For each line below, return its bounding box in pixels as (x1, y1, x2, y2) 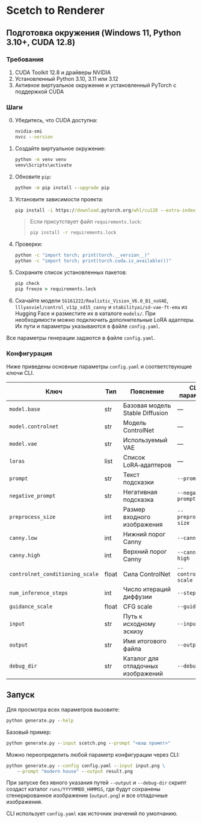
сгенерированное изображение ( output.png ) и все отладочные (6, 792, 168, 799)
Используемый (123, 436, 168, 445)
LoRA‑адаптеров (123, 461, 171, 469)
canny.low (9, 534, 37, 542)
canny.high (9, 552, 40, 559)
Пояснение (130, 387, 164, 396)
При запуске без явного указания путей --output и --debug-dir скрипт (6, 779, 187, 786)
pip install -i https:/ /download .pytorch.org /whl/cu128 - (14, 207, 164, 213)
